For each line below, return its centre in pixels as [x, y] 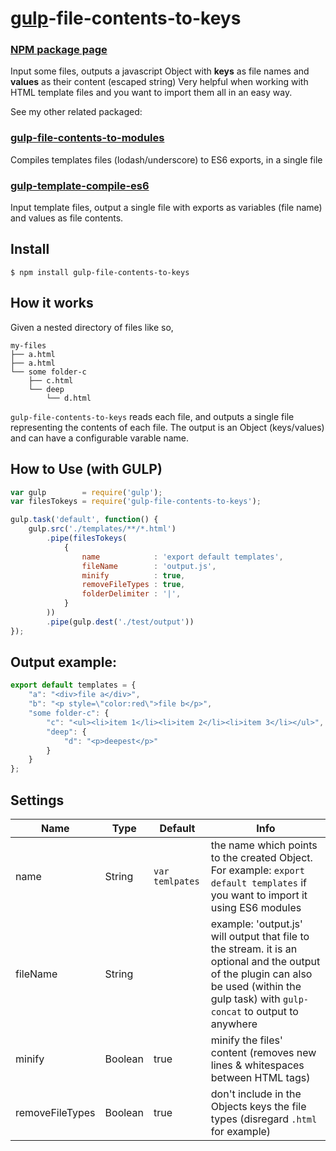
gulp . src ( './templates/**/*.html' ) [102, 529]
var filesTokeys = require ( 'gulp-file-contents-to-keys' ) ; [136, 502]
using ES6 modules [256, 908]
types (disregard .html [264, 1119]
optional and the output [265, 962]
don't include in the [256, 1094]
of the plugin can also [261, 974]
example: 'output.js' [256, 924]
